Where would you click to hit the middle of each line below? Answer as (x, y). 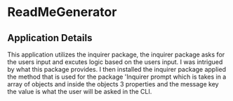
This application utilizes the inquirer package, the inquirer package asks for (116, 54)
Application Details (50, 38)
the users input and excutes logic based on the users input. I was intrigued (115, 62)
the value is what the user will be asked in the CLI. (80, 92)
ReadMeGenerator (62, 12)
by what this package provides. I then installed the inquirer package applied (117, 69)
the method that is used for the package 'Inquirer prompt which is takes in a (117, 77)
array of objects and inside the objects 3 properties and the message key (113, 84)
